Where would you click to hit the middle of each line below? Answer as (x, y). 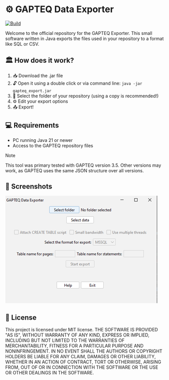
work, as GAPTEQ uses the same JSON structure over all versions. (75, 170)
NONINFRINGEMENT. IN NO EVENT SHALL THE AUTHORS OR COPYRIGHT (84, 351)
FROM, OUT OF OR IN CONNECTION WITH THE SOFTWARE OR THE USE (82, 367)
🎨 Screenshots (29, 186)
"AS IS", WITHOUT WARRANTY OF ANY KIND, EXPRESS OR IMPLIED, (77, 335)
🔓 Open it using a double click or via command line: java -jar (77, 83)
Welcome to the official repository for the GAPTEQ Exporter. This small (79, 33)
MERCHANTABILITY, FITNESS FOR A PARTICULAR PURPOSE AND (74, 346)
